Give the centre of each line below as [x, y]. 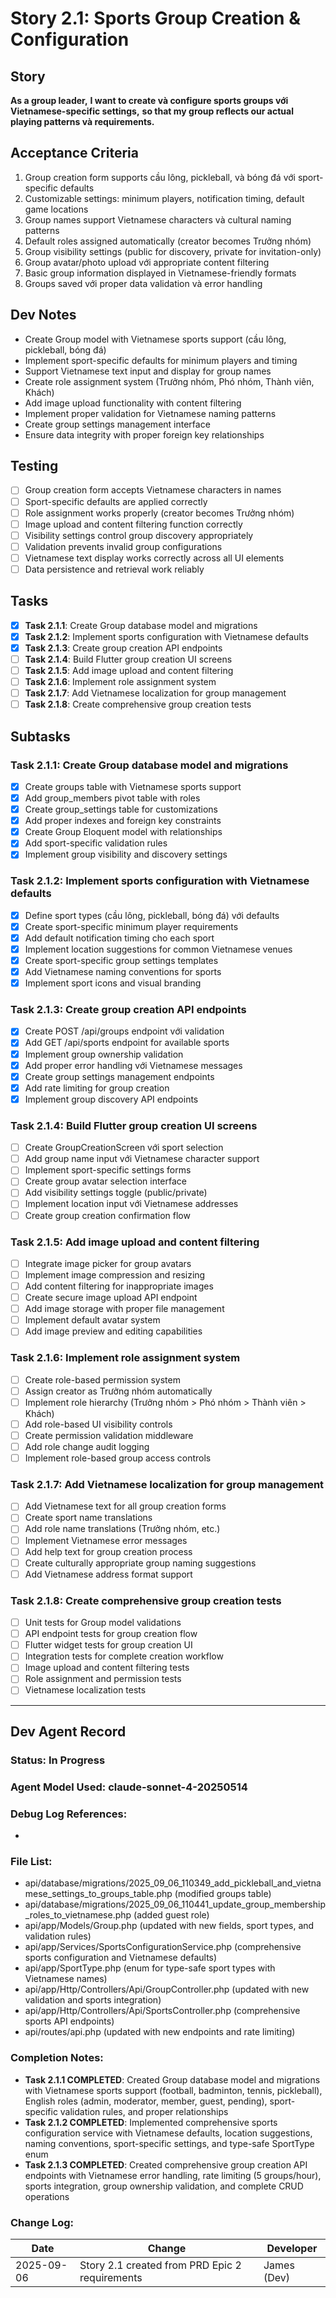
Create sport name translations [88, 1518]
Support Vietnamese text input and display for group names [148, 371]
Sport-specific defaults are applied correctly [116, 501]
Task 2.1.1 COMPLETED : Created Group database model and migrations [172, 2079]
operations [47, 2196]
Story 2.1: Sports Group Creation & [155, 18]
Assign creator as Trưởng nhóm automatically [118, 1391]
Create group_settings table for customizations [121, 809]
